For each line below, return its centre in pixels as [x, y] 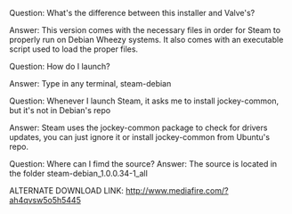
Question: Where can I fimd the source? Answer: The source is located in [143, 164]
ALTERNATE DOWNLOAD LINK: [67, 190]
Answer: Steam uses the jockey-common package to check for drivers [138, 128]
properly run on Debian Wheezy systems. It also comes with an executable [146, 40]
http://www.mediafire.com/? [177, 190]
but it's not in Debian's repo [60, 110]
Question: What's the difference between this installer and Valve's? [132, 13]
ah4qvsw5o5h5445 [45, 200]
